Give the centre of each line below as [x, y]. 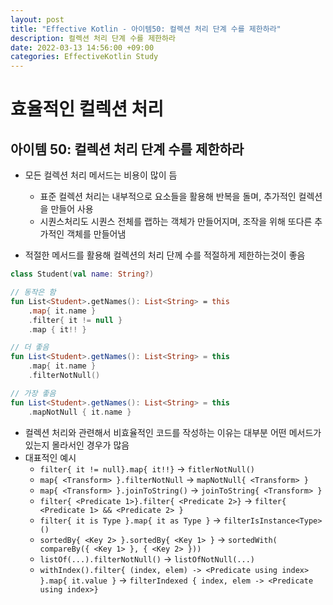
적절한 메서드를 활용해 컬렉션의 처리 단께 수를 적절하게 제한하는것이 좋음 [165, 255]
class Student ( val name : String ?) [82, 274]
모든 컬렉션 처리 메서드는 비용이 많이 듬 [101, 175]
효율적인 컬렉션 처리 [87, 109]
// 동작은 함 [33, 292]
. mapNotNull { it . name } [80, 412]
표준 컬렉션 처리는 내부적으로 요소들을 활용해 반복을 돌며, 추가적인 [168, 197]
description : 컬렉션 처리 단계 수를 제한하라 [93, 38]
